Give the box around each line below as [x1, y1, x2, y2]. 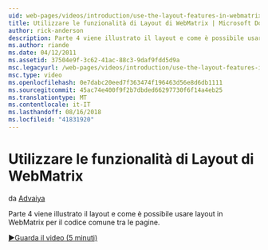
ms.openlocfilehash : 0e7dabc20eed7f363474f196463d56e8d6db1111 [8, 78, 223, 86]
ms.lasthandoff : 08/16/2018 [8, 109, 102, 117]
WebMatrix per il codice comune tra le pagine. [8, 217, 160, 227]
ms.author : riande [8, 42, 69, 50]
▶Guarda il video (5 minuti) [8, 232, 98, 242]
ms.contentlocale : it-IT [8, 101, 91, 109]
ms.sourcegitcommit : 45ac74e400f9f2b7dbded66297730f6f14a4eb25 [8, 85, 223, 94]
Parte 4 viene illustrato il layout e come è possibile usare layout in [8, 208, 223, 218]
